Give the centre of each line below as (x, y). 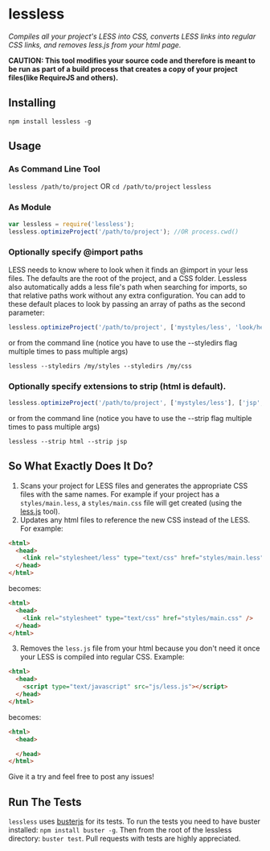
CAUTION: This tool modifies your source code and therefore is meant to (132, 60)
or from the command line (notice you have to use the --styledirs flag (123, 342)
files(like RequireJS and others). (63, 77)
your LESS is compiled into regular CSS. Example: (102, 657)
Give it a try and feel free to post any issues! (82, 777)
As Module (30, 208)
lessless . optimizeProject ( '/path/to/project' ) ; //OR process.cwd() (124, 231)
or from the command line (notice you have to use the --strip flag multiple (130, 418)
